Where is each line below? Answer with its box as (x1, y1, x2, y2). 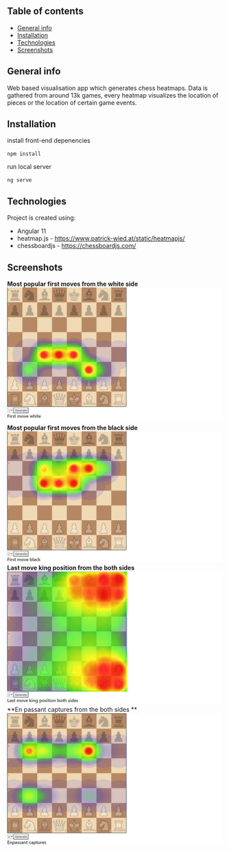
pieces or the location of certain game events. (7, 98, 137, 106)
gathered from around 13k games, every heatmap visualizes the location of (7, 91, 219, 99)
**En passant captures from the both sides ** (7, 706, 138, 714)
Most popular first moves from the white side (7, 280, 138, 288)
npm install (7, 150, 41, 157)
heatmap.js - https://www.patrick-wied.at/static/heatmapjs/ (16, 234, 185, 243)
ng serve (7, 177, 32, 184)
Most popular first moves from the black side (7, 423, 138, 431)
